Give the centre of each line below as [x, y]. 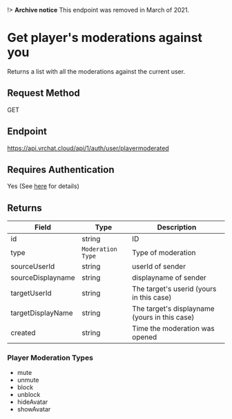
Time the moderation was [174, 329]
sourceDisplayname [43, 278]
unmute [28, 380]
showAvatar [34, 409]
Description [177, 227]
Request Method [44, 93]
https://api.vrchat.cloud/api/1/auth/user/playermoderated [88, 148]
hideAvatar [32, 402]
